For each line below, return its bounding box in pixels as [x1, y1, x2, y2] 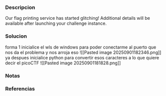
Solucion [5, 33, 27, 40]
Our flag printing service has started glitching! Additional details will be [5, 15, 150, 21]
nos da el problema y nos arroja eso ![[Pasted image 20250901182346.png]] [5, 49, 162, 55]
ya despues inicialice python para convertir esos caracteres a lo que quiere [5, 54, 160, 60]
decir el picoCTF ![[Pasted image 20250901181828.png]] [5, 60, 121, 66]
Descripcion [5, 4, 36, 11]
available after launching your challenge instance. [5, 20, 107, 26]
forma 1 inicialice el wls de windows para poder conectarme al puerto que [5, 44, 157, 50]
